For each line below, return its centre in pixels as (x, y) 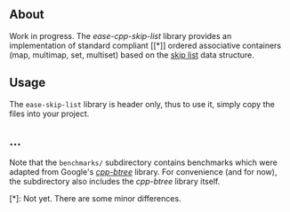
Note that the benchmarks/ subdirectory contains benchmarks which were (143, 162)
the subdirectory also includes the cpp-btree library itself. (115, 182)
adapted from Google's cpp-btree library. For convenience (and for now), (143, 172)
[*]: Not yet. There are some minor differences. (95, 199)
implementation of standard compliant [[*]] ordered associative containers (145, 45)
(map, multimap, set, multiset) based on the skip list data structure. (132, 55)
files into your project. (49, 114)
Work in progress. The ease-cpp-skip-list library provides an (121, 35)
